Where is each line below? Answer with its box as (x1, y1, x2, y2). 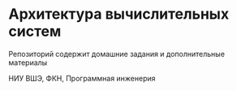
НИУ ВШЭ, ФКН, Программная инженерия (8, 73, 156, 83)
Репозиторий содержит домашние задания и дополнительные (8, 49, 226, 58)
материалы (8, 58, 48, 67)
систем (8, 22, 62, 41)
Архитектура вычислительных (8, 5, 230, 24)
